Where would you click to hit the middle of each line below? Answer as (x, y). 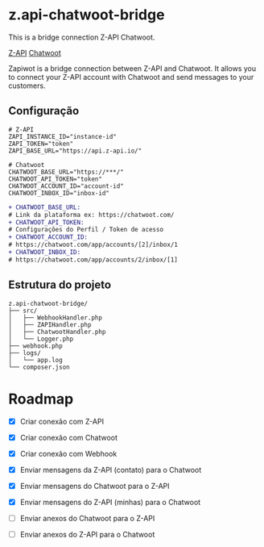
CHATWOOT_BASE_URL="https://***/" (66, 172)
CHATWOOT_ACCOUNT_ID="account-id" (66, 186)
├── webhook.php (35, 346)
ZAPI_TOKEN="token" (41, 144)
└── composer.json (39, 367)
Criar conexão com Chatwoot (69, 437)
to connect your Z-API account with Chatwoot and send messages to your (131, 77)
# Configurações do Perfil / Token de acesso (86, 230)
